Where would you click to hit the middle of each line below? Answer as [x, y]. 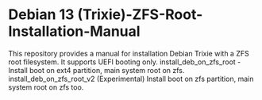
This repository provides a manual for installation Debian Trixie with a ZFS [129, 53]
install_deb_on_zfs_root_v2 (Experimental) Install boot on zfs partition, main [131, 79]
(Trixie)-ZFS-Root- [140, 15]
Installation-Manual [74, 31]
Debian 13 [41, 15]
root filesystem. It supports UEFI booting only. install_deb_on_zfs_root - [125, 62]
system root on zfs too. [46, 87]
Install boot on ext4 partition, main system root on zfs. [96, 70]
